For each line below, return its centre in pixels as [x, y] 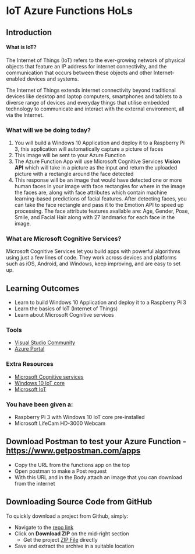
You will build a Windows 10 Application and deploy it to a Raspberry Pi [100, 143]
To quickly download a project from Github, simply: [67, 516]
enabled [16, 79]
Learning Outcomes [43, 288]
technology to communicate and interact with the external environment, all [95, 109]
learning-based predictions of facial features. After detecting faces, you [101, 199]
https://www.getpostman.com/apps [73, 451]
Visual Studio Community [45, 342]
